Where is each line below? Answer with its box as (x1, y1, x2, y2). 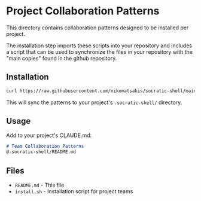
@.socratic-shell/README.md (6, 149, 77, 155)
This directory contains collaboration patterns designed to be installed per (6, 24, 189, 31)
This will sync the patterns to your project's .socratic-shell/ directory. (6, 99, 182, 106)
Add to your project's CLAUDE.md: (6, 132, 92, 139)
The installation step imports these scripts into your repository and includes (6, 42, 193, 49)
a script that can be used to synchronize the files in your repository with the (6, 48, 193, 55)
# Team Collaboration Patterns (6, 144, 84, 150)
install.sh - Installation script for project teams (14, 188, 133, 195)
